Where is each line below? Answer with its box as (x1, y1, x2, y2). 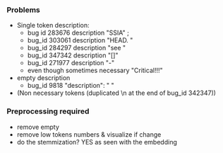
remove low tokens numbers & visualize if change (16, 130, 162, 139)
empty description (16, 74, 71, 82)
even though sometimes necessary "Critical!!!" (27, 66, 163, 75)
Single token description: (16, 21, 90, 30)
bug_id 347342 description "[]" (27, 51, 119, 59)
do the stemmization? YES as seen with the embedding (16, 137, 177, 146)
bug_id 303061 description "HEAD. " (27, 36, 133, 45)
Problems (6, 5, 40, 15)
